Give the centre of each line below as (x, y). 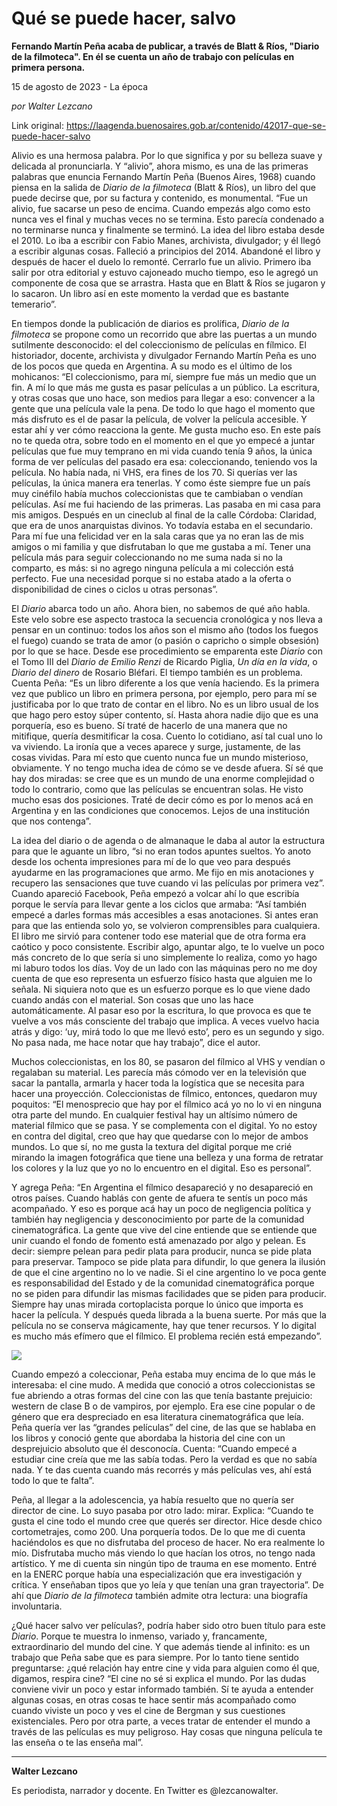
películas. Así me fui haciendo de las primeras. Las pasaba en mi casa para (166, 504)
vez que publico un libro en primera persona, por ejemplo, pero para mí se (164, 693)
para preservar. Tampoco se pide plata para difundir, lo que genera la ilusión (168, 1261)
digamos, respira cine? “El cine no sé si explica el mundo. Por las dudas (159, 1678)
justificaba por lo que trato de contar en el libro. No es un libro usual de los (165, 704)
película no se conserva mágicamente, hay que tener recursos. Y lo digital (164, 1325)
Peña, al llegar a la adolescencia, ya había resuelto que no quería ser (153, 1499)
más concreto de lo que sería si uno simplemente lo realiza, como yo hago (164, 957)
